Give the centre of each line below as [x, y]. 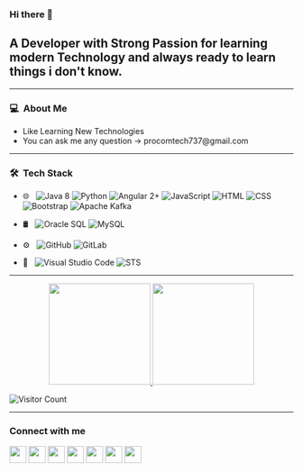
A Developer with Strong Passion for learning [138, 44]
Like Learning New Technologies [83, 132]
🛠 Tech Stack [41, 173]
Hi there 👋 [32, 14]
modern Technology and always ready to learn [143, 58]
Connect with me [47, 431]
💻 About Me [38, 108]
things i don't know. [66, 72]
